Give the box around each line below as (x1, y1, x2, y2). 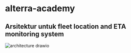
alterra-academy (5, 3, 75, 14)
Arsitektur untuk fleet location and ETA (5, 22, 126, 31)
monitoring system (5, 30, 65, 38)
